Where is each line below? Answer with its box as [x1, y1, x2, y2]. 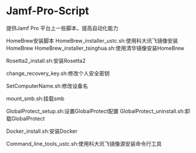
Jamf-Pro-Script [6, 4, 89, 18]
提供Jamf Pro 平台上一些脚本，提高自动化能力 [6, 24, 119, 31]
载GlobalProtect [6, 114, 45, 122]
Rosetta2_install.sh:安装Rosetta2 [6, 57, 86, 64]
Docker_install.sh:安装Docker [6, 128, 78, 135]
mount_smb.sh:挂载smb [6, 95, 65, 102]
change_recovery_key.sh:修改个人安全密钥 [6, 69, 110, 76]
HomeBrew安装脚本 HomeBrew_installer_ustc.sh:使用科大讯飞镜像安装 [6, 37, 178, 44]
